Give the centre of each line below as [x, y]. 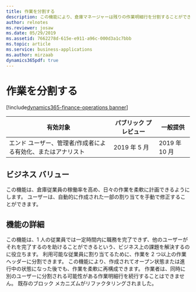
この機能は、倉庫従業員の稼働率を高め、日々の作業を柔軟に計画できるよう [95, 190]
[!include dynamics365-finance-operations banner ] [67, 107]
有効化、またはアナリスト [50, 152]
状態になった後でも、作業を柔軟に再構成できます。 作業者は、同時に [104, 269]
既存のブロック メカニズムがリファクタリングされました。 [87, 283]
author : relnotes [27, 22]
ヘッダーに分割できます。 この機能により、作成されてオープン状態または [93, 262]
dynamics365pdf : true [32, 60]
